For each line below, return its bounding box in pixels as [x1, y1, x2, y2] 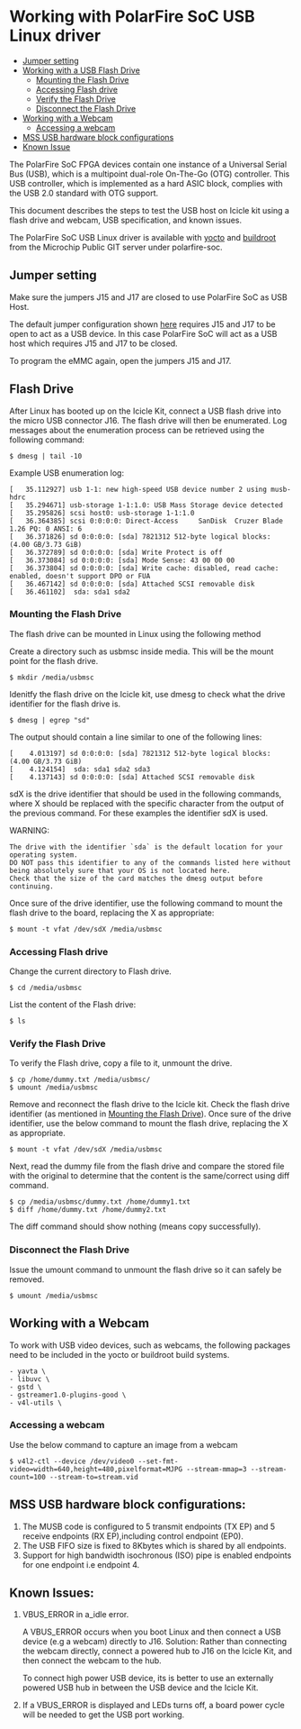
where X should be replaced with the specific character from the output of [9, 797, 285, 808]
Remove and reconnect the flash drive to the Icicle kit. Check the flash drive [9, 1099, 290, 1110]
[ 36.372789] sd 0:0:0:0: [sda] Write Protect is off [9, 548, 223, 557]
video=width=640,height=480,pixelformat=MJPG [9, 1464, 182, 1474]
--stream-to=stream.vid [49, 1472, 139, 1481]
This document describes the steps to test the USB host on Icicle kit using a [9, 205, 290, 215]
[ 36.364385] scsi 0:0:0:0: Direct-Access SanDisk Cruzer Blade [9, 516, 283, 525]
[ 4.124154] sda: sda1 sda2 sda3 [9, 764, 151, 774]
